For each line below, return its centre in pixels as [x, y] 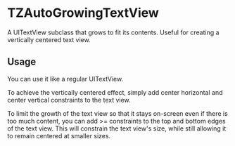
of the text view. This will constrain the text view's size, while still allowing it [117, 128]
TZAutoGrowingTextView [83, 13]
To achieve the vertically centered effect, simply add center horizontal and [115, 92]
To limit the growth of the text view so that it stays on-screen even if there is [118, 113]
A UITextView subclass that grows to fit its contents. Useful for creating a [113, 32]
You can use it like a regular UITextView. [65, 79]
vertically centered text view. [49, 39]
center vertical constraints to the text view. [69, 100]
